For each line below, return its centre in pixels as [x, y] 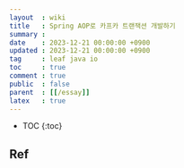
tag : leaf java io [54, 59]
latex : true [38, 101]
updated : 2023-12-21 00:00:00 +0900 [80, 51]
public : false [39, 84]
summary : [28, 34]
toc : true [38, 68]
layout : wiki [38, 17]
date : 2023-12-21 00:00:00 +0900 [80, 42]
